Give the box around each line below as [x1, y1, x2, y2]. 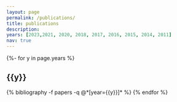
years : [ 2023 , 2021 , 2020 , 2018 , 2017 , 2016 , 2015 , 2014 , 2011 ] [6, 32, 172, 38]
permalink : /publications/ [6, 15, 76, 21]
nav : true [6, 37, 32, 44]
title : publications [6, 20, 60, 26]
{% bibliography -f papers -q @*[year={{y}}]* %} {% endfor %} [6, 88, 168, 96]
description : [6, 26, 40, 33]
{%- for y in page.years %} [6, 55, 75, 61]
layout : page [6, 9, 40, 15]
